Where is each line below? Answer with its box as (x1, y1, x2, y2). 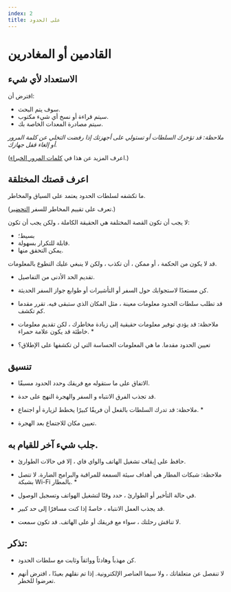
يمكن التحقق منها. (17, 246, 64, 254)
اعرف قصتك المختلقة (8, 173, 89, 185)
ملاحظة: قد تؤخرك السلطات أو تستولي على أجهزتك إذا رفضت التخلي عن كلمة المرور (8, 133, 224, 141)
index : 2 (8, 10, 33, 17)
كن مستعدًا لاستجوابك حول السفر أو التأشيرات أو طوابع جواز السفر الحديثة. (17, 286, 209, 294)
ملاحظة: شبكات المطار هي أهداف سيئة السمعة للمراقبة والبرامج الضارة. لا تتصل (17, 470, 222, 479)
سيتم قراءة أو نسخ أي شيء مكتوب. (17, 112, 109, 120)
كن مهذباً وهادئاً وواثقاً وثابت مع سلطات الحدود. (17, 556, 136, 564)
